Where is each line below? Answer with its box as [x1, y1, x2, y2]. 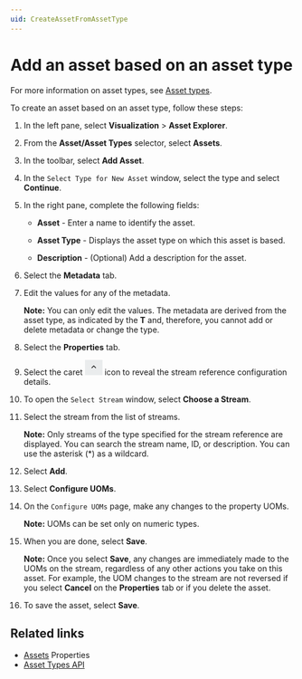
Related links [10, 626, 85, 641]
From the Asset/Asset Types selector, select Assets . [23, 137, 222, 148]
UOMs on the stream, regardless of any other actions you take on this [23, 562, 283, 574]
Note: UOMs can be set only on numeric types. [23, 518, 200, 529]
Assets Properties [23, 650, 90, 661]
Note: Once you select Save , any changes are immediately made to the [23, 553, 290, 564]
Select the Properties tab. [23, 341, 121, 352]
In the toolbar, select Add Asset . [23, 155, 145, 166]
